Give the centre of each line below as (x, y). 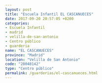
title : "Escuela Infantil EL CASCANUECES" (49, 14)
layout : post (18, 10)
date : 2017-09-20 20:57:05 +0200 (39, 19)
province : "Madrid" (25, 55)
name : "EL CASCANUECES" (30, 50)
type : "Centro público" (30, 69)
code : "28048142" (23, 64)
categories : (17, 23)
